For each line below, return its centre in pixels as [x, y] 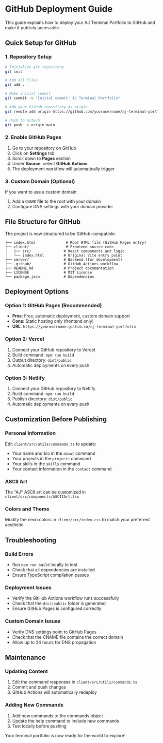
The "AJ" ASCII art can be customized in [46, 492]
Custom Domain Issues [33, 621]
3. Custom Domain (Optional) [40, 181]
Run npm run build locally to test [45, 565]
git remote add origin [28, 111]
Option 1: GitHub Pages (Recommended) [53, 306]
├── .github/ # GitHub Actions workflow [62, 264]
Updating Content [26, 671]
